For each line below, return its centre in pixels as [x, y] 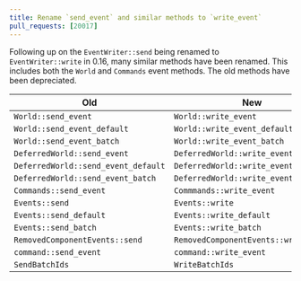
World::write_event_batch [229, 141]
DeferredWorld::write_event [234, 153]
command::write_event [220, 252]
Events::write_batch [218, 227]
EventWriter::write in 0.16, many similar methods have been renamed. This [149, 61]
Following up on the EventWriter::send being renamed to [114, 51]
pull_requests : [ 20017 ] [54, 26]
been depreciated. [43, 80]
